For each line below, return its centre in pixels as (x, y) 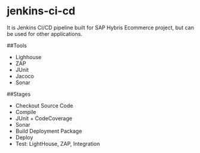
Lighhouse (28, 57)
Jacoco (25, 76)
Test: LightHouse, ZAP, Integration (58, 143)
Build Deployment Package (49, 131)
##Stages (19, 94)
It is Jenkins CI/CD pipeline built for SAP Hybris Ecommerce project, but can (101, 27)
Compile (26, 112)
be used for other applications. (44, 33)
